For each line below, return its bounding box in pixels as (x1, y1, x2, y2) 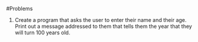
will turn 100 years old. (14, 29, 70, 36)
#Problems (6, 5, 33, 12)
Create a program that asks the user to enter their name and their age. (14, 17, 187, 23)
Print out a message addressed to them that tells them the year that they (14, 23, 192, 30)
